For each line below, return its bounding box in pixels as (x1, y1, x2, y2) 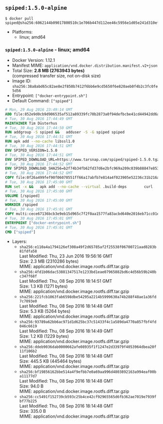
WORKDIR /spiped (5, 202, 38, 207)
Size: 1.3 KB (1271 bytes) (19, 283, 68, 289)
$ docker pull (5, 16, 34, 21)
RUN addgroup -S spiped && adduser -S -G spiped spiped (5, 130, 125, 135)
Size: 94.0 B (19, 383, 44, 389)
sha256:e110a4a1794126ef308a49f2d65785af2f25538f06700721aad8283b (19, 244, 157, 250)
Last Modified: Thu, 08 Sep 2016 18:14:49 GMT (19, 328, 114, 334)
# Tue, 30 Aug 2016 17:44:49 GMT (5, 116, 73, 121)
